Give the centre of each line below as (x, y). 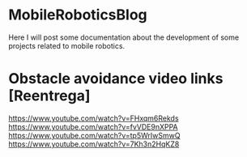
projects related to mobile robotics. (67, 45)
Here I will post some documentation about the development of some (124, 37)
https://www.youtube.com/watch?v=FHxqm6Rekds (94, 118)
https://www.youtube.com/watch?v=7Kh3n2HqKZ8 (94, 144)
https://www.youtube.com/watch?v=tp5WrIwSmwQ (94, 135)
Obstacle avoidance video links (116, 79)
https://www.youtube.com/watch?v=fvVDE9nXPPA (93, 126)
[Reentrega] (49, 96)
